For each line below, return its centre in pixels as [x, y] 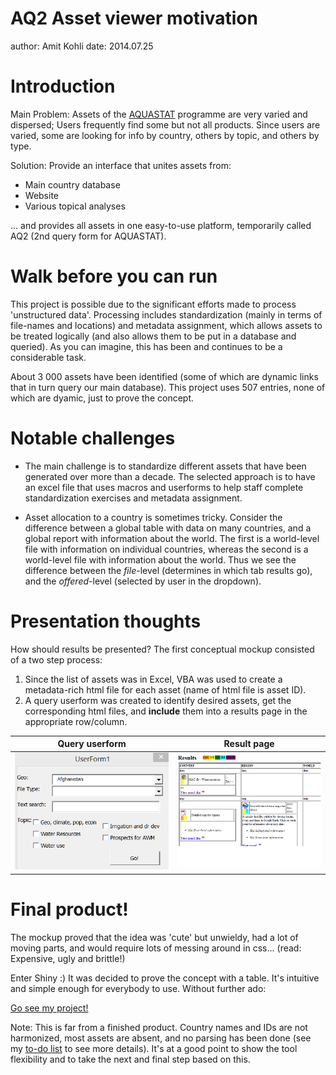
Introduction [63, 86]
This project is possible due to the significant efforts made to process [153, 304]
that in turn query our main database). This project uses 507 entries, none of [168, 387]
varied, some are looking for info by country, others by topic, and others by [165, 135]
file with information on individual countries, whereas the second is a [166, 549]
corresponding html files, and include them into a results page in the [166, 711]
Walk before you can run [114, 276]
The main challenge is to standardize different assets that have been [165, 466]
